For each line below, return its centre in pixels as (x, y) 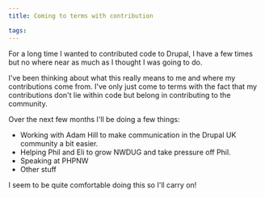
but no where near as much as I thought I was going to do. (105, 62)
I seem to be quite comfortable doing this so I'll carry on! (103, 185)
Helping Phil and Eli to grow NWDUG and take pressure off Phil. (126, 152)
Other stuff (38, 169)
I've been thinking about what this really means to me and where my (122, 78)
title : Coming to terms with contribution (81, 16)
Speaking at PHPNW (54, 160)
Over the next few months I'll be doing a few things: (94, 119)
